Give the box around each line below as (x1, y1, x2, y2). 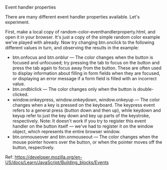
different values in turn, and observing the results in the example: (5, 45, 139, 50)
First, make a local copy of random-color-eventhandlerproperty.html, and (5, 29, 156, 34)
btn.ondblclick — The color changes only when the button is (12, 86, 137, 92)
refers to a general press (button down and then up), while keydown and (12, 107, 161, 113)
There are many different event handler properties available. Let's (5, 14, 140, 19)
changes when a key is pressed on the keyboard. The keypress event (12, 102, 156, 108)
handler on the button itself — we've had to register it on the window (12, 123, 154, 129)
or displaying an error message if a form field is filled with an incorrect (12, 76, 157, 81)
